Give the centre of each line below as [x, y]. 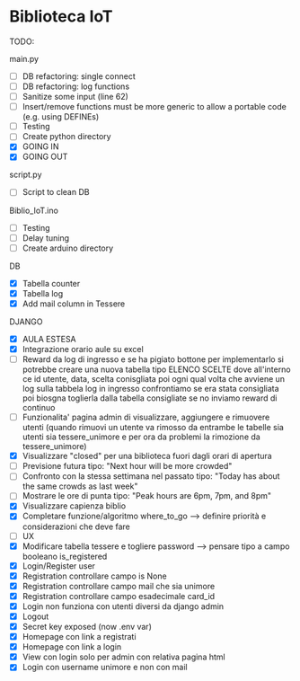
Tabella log [43, 293]
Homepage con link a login [72, 647]
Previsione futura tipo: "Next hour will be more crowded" [127, 466]
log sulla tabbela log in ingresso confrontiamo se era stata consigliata [151, 389]
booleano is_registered [65, 556]
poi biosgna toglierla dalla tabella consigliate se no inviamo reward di [150, 398]
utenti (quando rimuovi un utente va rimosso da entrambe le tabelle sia [153, 428]
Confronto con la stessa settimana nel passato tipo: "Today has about [151, 476]
